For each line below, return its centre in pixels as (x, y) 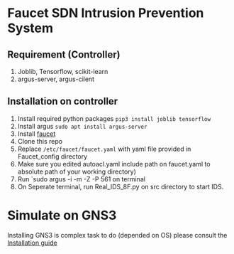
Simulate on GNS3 (62, 216)
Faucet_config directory (52, 156)
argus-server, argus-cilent (56, 79)
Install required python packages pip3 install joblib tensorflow (114, 118)
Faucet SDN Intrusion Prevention (106, 13)
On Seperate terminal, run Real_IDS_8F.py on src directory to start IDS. (121, 186)
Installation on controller (63, 101)
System (30, 28)
